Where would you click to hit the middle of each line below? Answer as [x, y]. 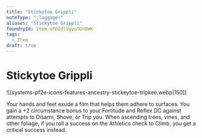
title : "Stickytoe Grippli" [42, 12]
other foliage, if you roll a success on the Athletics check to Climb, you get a [101, 123]
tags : [13, 34]
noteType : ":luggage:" [35, 18]
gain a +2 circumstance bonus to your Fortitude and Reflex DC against [94, 110]
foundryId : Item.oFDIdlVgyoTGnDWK [50, 29]
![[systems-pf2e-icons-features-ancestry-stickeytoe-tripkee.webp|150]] [96, 92]
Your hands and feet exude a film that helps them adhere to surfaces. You [98, 104]
